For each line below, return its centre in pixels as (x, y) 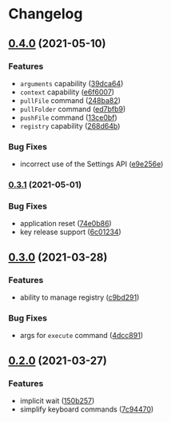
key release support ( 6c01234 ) (70, 232)
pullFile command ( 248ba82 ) (70, 100)
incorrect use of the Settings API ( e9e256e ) (91, 164)
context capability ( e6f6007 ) (67, 92)
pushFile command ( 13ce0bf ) (68, 117)
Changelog (46, 14)
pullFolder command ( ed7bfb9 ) (73, 109)
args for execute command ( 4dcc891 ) (82, 336)
